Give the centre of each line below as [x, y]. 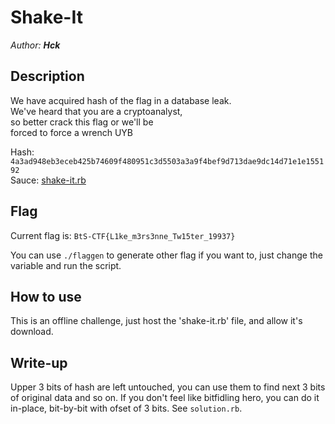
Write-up [39, 362]
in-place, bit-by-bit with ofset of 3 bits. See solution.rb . [126, 408]
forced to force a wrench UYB [71, 132]
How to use [46, 296]
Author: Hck [35, 45]
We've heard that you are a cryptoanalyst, [96, 111]
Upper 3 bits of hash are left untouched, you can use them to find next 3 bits [168, 387]
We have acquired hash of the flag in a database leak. [121, 100]
